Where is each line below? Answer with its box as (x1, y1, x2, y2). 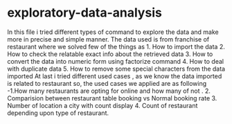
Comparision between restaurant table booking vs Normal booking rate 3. (7, 94, 217, 102)
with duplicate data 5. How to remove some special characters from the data (7, 64, 226, 73)
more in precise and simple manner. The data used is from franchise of (7, 35, 210, 43)
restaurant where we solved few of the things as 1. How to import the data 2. (7, 42, 225, 51)
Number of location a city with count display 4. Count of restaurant (7, 101, 198, 109)
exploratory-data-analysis (7, 5, 163, 21)
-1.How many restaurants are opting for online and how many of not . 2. (7, 87, 211, 95)
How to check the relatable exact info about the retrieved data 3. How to (7, 50, 213, 58)
